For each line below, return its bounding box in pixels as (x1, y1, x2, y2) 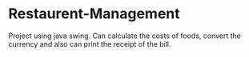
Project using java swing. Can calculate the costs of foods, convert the (8, 31, 242, 40)
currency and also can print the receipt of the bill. (8, 39, 171, 48)
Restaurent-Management (8, 5, 180, 23)
